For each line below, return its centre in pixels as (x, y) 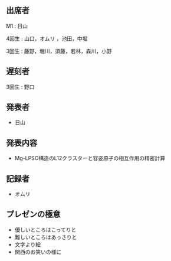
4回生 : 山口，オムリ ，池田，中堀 (47, 38)
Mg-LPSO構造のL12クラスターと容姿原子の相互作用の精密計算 (90, 158)
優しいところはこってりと (45, 230)
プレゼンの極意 (33, 214)
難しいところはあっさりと (46, 237)
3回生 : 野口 (20, 87)
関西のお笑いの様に (38, 252)
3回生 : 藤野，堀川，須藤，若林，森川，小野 (59, 51)
